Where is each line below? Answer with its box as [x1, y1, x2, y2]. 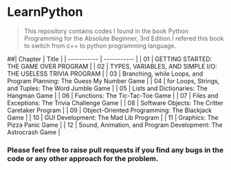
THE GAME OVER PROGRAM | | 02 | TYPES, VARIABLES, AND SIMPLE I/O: [7, 62, 218, 70]
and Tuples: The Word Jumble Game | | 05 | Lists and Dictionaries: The [7, 84, 208, 92]
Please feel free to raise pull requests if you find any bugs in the [7, 145, 224, 155]
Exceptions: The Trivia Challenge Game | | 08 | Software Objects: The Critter [7, 98, 223, 107]
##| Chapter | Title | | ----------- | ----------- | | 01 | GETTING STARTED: [7, 54, 212, 63]
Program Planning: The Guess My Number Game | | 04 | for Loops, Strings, [7, 76, 220, 85]
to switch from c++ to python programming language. [23, 41, 177, 50]
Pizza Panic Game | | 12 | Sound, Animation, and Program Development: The [7, 120, 223, 129]
